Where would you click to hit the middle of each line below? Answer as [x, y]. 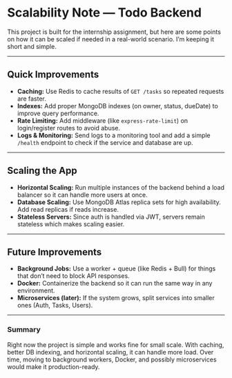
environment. [36, 290]
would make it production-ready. [54, 366]
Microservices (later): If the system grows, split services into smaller [116, 298]
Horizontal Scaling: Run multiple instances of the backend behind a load [120, 187]
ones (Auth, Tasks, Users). [55, 306]
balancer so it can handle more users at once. [83, 195]
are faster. [32, 99]
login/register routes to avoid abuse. [69, 128]
